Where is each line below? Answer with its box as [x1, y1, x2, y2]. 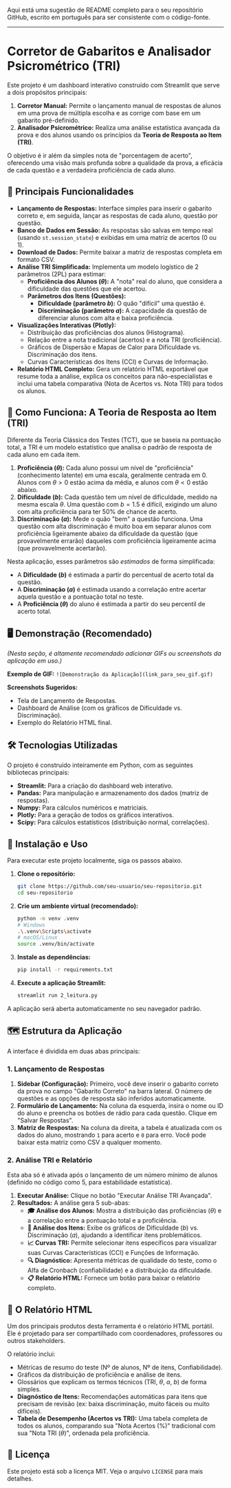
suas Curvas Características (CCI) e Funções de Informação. [27, 1249, 200, 1257]
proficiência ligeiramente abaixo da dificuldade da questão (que [16, 529, 198, 537]
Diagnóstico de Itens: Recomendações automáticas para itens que [16, 1392, 208, 1401]
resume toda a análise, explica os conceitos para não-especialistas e [16, 372, 213, 380]
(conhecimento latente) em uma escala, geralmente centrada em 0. [16, 471, 208, 479]
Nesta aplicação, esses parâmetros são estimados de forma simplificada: [7, 557, 215, 566]
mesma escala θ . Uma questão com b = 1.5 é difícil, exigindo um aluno [16, 500, 218, 508]
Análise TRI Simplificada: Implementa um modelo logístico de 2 [16, 263, 199, 271]
